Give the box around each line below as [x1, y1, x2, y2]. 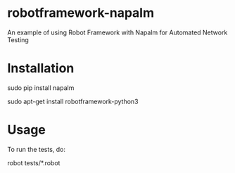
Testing [7, 35, 30, 44]
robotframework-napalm [7, 5, 155, 21]
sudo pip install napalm [7, 83, 75, 92]
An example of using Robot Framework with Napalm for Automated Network [7, 28, 228, 37]
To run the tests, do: [7, 145, 65, 153]
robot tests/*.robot [7, 158, 61, 167]
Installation [7, 60, 75, 77]
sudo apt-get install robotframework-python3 [7, 97, 139, 105]
